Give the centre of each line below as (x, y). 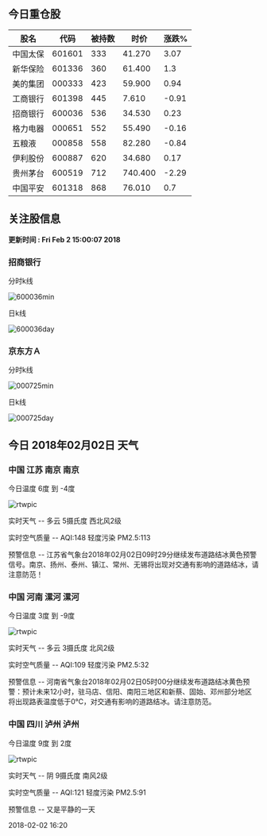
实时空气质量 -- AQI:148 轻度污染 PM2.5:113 (79, 537)
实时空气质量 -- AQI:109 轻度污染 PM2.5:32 (79, 665)
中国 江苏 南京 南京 (44, 470)
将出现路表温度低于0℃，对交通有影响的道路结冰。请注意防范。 (112, 702)
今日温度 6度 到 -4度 (42, 488)
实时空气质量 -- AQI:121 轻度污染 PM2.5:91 (77, 792)
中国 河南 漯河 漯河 (44, 597)
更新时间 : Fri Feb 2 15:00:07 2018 (64, 239)
